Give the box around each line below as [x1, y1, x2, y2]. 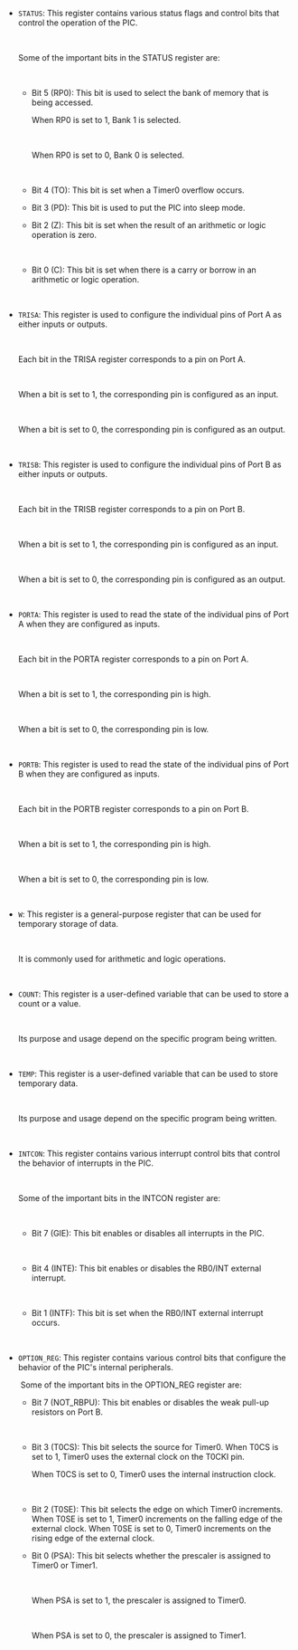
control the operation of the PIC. [17, 17, 138, 28]
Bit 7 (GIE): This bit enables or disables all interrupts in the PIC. [31, 1228, 265, 1238]
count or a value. [17, 998, 81, 1008]
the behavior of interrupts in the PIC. [17, 1158, 154, 1168]
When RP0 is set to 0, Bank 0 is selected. [31, 149, 185, 160]
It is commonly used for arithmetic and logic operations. [17, 954, 227, 964]
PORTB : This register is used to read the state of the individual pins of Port [17, 759, 289, 769]
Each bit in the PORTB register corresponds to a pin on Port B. [17, 804, 249, 814]
